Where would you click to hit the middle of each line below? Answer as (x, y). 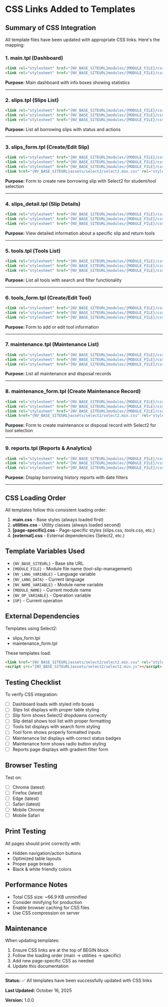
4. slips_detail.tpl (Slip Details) (43, 204)
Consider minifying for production (47, 902)
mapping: (15, 45)
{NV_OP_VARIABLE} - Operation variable (52, 595)
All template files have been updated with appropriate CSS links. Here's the (82, 40)
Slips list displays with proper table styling (56, 710)
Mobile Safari (26, 815)
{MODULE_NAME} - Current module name (52, 590)
